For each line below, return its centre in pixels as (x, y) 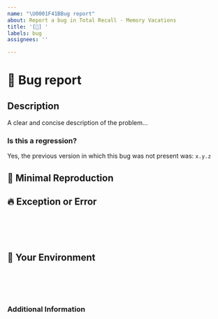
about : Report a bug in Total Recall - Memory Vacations (92, 20)
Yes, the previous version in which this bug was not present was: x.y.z (109, 156)
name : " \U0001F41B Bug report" (51, 14)
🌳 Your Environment (51, 258)
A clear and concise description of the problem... (78, 123)
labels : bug (24, 33)
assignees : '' (28, 40)
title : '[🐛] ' (28, 27)
